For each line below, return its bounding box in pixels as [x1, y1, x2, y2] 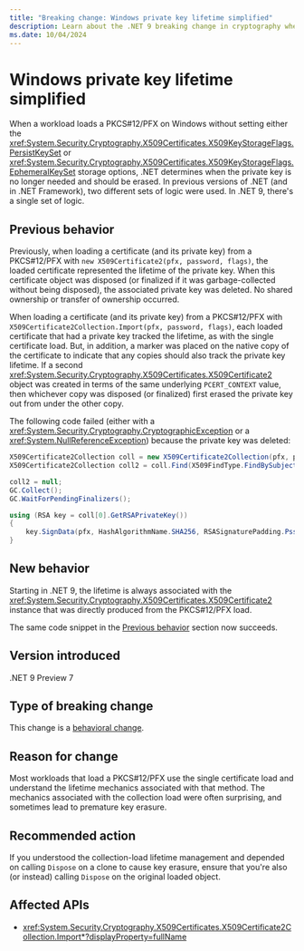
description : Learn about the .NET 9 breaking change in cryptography [9, 22, 281, 31]
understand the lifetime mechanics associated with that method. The [9, 782, 265, 793]
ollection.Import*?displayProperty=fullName [22, 931, 187, 942]
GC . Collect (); [9, 486, 63, 495]
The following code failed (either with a [9, 416, 156, 427]
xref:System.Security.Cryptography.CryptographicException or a [9, 425, 251, 436]
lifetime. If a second [9, 360, 83, 371]
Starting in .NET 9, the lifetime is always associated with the [9, 585, 233, 596]
